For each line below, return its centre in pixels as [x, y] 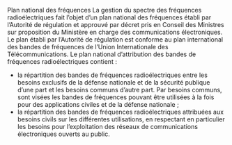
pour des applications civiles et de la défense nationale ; [98, 104]
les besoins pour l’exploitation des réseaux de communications [108, 127]
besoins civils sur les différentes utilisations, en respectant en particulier [121, 119]
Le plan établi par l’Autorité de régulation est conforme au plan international [115, 40]
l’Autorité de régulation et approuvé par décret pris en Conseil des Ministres [116, 25]
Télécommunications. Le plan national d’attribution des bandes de [102, 54]
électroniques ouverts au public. [63, 134]
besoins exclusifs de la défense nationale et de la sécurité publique [114, 82]
